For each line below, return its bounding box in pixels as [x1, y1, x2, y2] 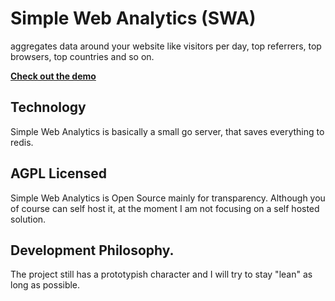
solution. [10, 213, 47, 225]
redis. [10, 136, 34, 148]
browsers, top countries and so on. [10, 50, 155, 62]
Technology [10, 99, 87, 116]
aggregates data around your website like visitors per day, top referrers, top [10, 40, 322, 52]
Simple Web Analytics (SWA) [10, 7, 257, 30]
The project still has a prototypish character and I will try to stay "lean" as [10, 268, 313, 281]
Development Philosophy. [10, 242, 175, 259]
